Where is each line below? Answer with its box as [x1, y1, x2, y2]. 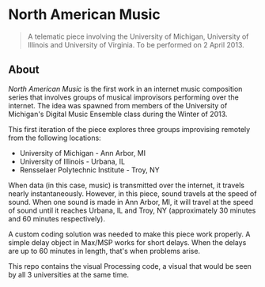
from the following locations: [8, 133, 101, 142]
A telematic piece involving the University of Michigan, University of [27, 32, 249, 41]
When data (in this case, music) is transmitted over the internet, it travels [8, 180, 245, 190]
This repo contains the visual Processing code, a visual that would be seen [8, 261, 252, 270]
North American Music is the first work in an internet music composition [8, 84, 243, 93]
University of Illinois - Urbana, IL [19, 157, 125, 166]
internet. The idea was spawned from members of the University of [8, 100, 228, 110]
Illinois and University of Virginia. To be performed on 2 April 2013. [27, 40, 245, 49]
